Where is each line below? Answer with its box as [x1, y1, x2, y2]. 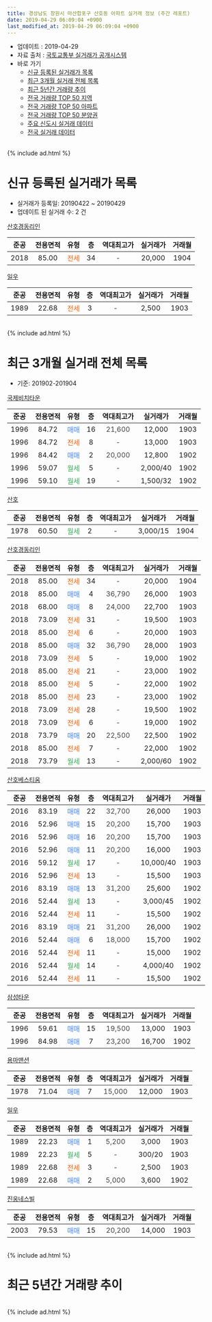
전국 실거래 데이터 [27, 128, 75, 136]
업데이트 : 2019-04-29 [16, 43, 79, 51]
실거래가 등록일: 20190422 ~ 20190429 [16, 200, 126, 208]
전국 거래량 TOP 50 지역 [27, 94, 92, 102]
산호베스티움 [7, 776, 41, 784]
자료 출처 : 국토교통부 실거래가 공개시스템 [16, 51, 127, 59]
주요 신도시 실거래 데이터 [27, 119, 94, 128]
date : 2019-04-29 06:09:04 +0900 [7, 16, 103, 23]
